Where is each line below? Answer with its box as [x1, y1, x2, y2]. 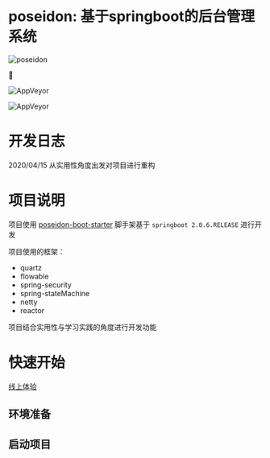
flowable [19, 271, 49, 281]
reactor [19, 305, 45, 315]
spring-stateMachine [19, 288, 90, 298]
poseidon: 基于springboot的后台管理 [8, 7, 255, 26]
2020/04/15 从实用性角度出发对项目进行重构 [8, 160, 156, 170]
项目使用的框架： [8, 246, 65, 256]
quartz [19, 262, 43, 272]
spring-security [19, 279, 73, 290]
